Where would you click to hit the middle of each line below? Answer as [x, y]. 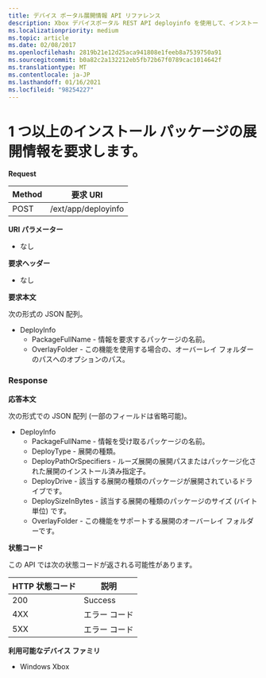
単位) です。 [51, 511]
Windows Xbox [44, 666]
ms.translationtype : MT [48, 68]
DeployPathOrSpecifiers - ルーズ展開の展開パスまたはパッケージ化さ [144, 461]
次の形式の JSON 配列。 [48, 314]
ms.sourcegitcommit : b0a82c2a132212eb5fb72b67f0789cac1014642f [115, 60]
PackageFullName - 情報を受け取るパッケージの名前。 [120, 441]
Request [23, 174]
